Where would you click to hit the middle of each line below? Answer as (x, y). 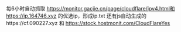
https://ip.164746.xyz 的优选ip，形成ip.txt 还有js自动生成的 (76, 16)
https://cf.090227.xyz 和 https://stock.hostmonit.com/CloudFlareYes (88, 23)
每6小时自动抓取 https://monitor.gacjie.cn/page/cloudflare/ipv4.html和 (90, 8)
